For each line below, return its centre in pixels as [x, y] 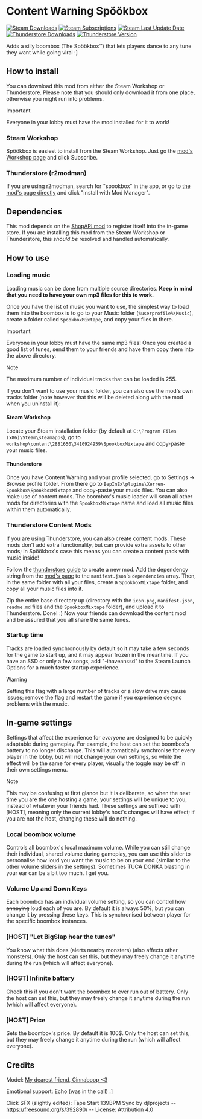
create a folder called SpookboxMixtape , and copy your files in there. [90, 319]
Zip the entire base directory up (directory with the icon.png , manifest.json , [100, 600]
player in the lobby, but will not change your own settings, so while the [94, 756]
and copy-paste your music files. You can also [130, 490]
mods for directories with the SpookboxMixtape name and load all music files [100, 503]
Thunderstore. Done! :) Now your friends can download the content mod [96, 613]
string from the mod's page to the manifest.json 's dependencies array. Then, [101, 576]
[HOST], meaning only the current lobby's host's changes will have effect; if [100, 812]
